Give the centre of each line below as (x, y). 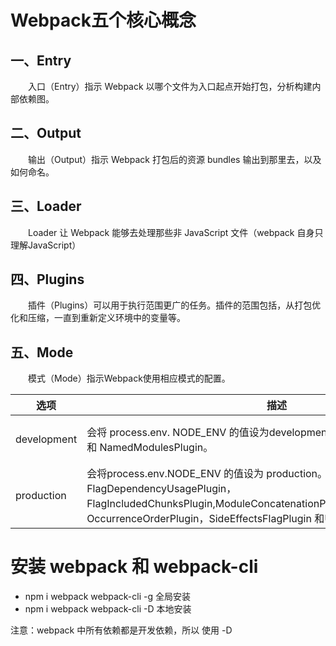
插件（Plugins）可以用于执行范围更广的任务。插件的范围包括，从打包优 (175, 305)
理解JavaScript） (46, 245)
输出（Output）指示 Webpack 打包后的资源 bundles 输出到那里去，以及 (175, 159)
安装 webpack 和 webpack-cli (134, 567)
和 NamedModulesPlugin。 (150, 448)
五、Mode (42, 352)
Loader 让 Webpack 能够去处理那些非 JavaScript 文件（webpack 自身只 (176, 232)
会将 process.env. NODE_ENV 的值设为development (208, 433)
